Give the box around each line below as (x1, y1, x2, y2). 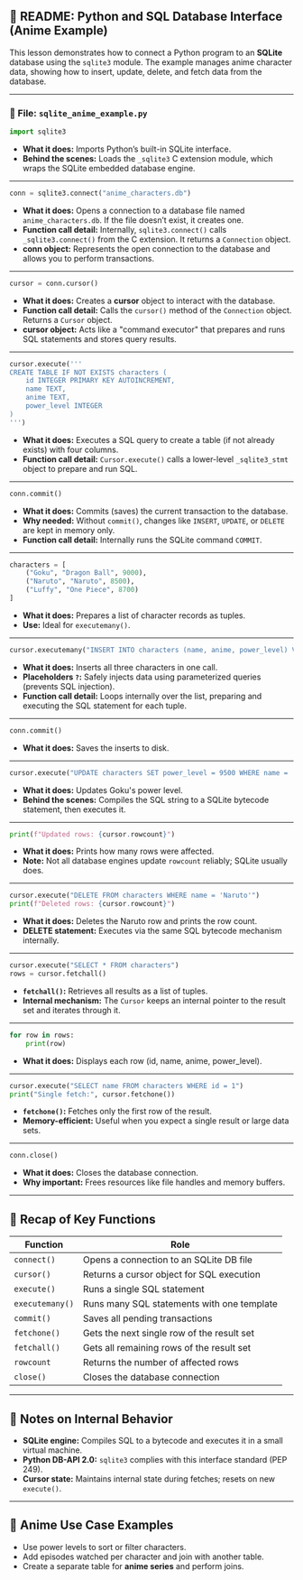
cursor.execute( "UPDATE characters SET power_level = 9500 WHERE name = (9, 768, 289, 777)
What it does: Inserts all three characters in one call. (22, 661, 218, 672)
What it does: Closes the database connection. (22, 1168, 198, 1178)
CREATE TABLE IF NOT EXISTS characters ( (9, 367, 168, 377)
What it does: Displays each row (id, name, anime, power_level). (22, 1055, 262, 1066)
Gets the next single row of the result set (82, 1327, 255, 1340)
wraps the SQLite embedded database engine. (22, 162, 196, 173)
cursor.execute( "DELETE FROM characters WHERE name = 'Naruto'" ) (9, 891, 260, 901)
